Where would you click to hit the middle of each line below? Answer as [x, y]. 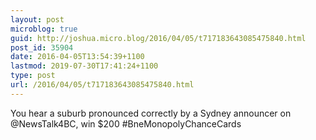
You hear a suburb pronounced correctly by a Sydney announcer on [151, 113]
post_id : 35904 [42, 47]
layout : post [37, 19]
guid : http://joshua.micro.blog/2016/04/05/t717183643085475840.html [158, 38]
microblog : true [44, 29]
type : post [33, 76]
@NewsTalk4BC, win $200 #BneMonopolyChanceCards [126, 123]
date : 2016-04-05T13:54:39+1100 [77, 57]
